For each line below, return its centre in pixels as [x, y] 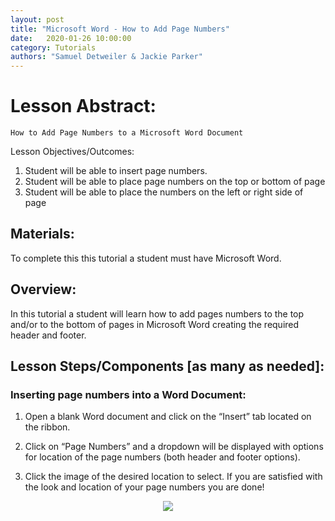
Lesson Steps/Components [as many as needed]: [167, 366]
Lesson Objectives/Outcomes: [72, 152]
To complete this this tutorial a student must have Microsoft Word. [146, 258]
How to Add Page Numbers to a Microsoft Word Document [127, 133]
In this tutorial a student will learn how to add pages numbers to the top [157, 313]
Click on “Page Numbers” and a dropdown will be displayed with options [174, 447]
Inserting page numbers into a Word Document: [128, 394]
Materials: [42, 234]
